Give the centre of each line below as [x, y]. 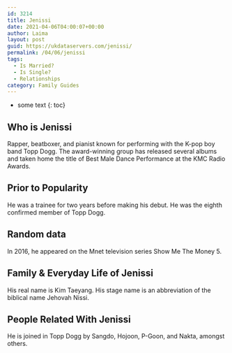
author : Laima [28, 33]
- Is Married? [34, 66]
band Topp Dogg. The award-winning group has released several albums [112, 152]
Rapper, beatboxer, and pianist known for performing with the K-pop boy [111, 144]
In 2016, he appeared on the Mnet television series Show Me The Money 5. [114, 251]
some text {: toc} [41, 105]
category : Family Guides [43, 85]
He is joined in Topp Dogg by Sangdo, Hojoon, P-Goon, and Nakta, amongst [116, 336]
